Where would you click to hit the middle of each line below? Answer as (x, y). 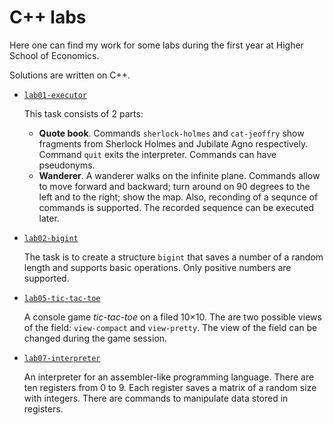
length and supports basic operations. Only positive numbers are (157, 267)
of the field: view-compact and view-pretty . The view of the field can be (170, 327)
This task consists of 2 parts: (83, 113)
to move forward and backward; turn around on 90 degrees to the (174, 186)
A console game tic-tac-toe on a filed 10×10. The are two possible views (172, 317)
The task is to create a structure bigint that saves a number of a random (173, 257)
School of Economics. (54, 55)
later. (49, 218)
